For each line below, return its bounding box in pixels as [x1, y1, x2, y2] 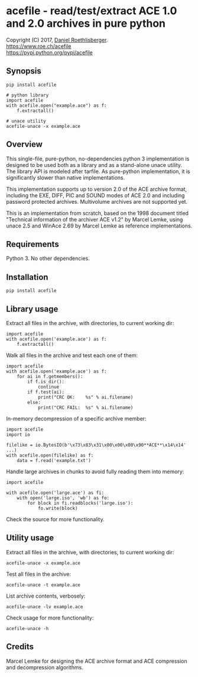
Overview [6, 139, 43, 149]
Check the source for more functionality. [6, 516, 105, 522]
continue [37, 384, 60, 390]
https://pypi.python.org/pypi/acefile [6, 49, 93, 56]
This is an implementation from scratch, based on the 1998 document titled [6, 209, 189, 217]
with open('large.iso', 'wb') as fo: [17, 495, 110, 501]
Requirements [6, 239, 59, 249]
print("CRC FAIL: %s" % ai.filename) [37, 405, 134, 410]
